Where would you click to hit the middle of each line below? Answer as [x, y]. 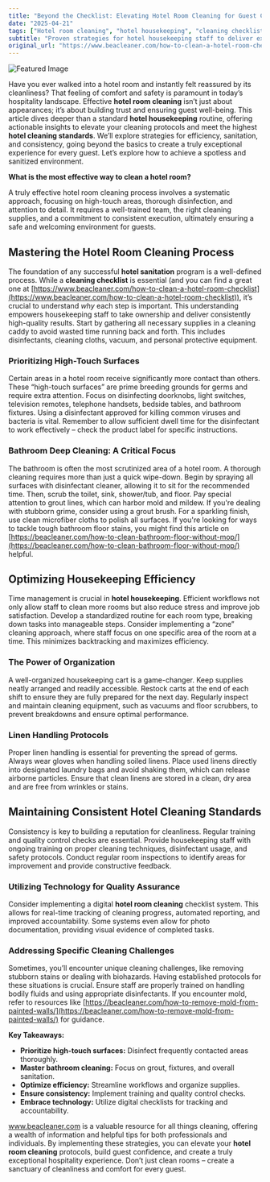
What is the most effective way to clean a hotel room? [100, 177]
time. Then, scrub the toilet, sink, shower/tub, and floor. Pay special [120, 494]
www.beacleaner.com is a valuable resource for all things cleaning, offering [133, 1126]
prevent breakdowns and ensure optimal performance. [98, 714]
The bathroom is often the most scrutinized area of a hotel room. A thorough [135, 468]
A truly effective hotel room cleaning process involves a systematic [119, 193]
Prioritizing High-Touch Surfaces [74, 361]
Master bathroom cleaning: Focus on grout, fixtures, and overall [127, 1068]
